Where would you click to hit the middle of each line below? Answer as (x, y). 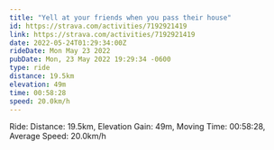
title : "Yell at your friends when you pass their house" (120, 18)
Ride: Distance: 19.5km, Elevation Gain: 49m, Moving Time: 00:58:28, (137, 127)
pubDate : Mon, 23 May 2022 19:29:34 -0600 (90, 59)
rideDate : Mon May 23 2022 (60, 51)
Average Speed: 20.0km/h (58, 137)
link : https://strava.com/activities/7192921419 (102, 34)
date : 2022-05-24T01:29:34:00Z (68, 43)
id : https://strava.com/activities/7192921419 (98, 26)
